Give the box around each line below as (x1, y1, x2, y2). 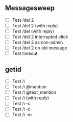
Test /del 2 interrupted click (12, 34, 68, 40)
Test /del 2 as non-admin (12, 40, 63, 45)
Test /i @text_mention (12, 89, 56, 95)
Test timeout (12, 50, 38, 56)
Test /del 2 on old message (12, 45, 68, 51)
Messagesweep (5, 4, 55, 12)
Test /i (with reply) (12, 95, 49, 101)
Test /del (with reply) (12, 28, 54, 34)
